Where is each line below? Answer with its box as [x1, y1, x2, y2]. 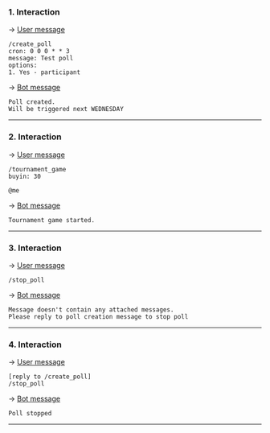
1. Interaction [8, 6, 60, 18]
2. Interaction [8, 131, 62, 142]
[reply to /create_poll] [8, 373, 92, 381]
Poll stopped [8, 410, 52, 418]
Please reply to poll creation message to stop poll [8, 312, 189, 320]
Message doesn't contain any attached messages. [8, 305, 174, 314]
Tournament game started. [8, 216, 95, 224]
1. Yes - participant [8, 68, 81, 76]
